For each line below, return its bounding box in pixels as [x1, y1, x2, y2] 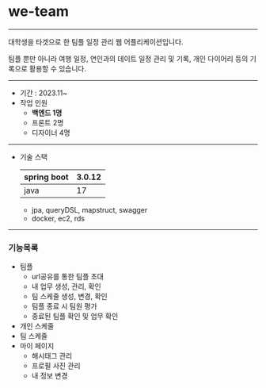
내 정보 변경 [31, 371, 68, 381]
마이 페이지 [19, 341, 55, 351]
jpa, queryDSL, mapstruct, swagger [31, 205, 148, 214]
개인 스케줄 [19, 321, 55, 331]
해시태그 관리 [31, 352, 73, 361]
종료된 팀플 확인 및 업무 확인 [31, 312, 119, 321]
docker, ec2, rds [31, 213, 85, 223]
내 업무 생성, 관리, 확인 [31, 282, 101, 291]
